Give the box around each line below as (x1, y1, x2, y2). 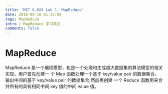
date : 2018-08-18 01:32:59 (5, 12, 62, 17)
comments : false (5, 26, 39, 31)
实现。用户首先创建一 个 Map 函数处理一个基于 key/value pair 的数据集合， (5, 71, 159, 77)
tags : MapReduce (5, 16, 39, 21)
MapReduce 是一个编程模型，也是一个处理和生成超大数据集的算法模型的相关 (5, 64, 163, 70)
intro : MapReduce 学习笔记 (5, 21, 61, 26)
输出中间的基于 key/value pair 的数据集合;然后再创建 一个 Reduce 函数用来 (5, 77, 158, 83)
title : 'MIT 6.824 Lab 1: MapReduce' (5, 7, 84, 12)
